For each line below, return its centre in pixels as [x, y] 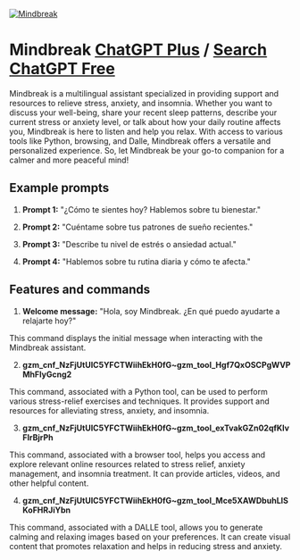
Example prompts [59, 188]
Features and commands [79, 290]
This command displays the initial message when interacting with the [136, 338]
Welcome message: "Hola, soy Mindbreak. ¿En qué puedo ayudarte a [151, 311]
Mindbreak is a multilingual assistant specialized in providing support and [144, 93]
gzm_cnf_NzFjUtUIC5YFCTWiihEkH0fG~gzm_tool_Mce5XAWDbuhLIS [155, 500]
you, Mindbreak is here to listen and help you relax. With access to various [146, 131]
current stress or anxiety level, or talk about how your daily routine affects [145, 121]
